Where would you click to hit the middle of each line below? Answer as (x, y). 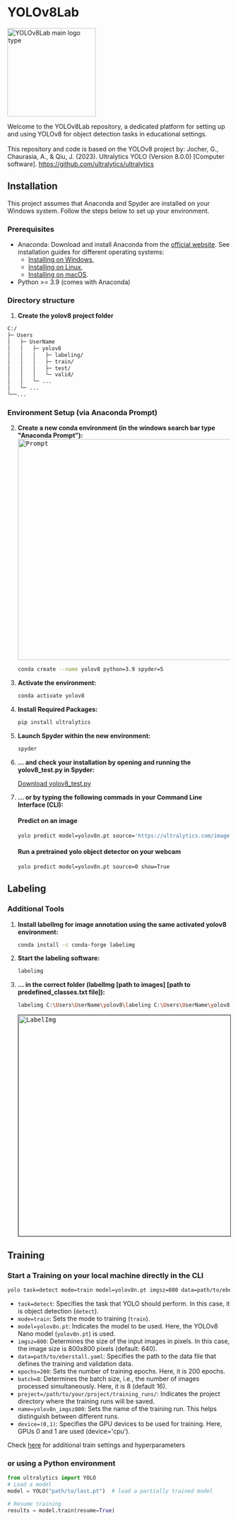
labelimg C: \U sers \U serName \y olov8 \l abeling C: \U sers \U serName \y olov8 (124, 1005)
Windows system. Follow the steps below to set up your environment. (108, 211)
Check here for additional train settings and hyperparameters (96, 1445)
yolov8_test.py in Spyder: (56, 770)
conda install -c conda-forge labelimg (76, 945)
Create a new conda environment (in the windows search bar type (116, 428)
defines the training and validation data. (75, 1363)
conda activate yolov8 (51, 696)
